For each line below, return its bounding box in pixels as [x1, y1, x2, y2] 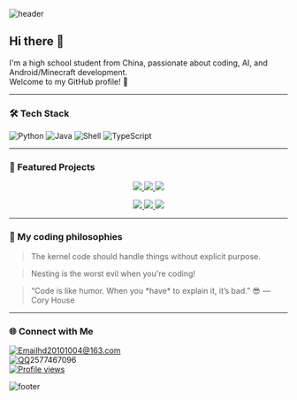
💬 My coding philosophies [9, 231, 123, 243]
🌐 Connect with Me [9, 325, 95, 337]
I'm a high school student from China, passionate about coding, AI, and [9, 58, 268, 68]
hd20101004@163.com [37, 345, 121, 356]
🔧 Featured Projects [9, 161, 95, 173]
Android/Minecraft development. [9, 66, 128, 77]
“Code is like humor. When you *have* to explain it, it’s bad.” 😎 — [30, 285, 271, 296]
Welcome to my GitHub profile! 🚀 [9, 76, 128, 87]
